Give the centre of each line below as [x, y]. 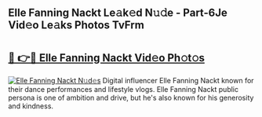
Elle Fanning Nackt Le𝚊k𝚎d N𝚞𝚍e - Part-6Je [118, 13]
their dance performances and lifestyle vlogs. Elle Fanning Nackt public [124, 89]
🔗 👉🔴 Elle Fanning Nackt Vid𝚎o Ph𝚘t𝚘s [107, 58]
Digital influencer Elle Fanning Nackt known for [178, 80]
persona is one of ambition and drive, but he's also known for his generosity [131, 98]
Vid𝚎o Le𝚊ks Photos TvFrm [76, 26]
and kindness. [31, 106]
